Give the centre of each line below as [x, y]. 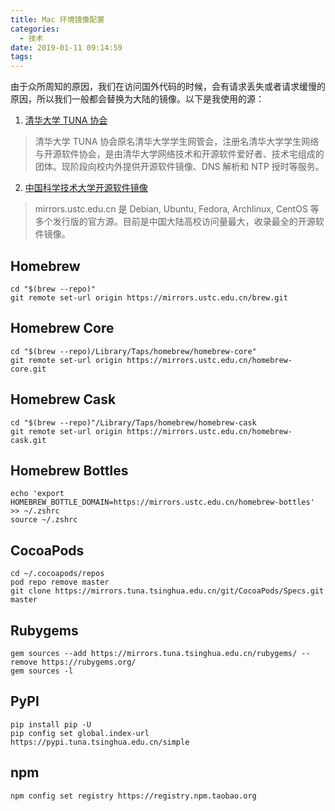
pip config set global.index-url [80, 733]
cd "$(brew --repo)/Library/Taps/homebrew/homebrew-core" [133, 351]
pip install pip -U [51, 724]
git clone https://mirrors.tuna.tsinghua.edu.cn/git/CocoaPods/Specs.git [167, 591]
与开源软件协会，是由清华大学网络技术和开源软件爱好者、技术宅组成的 [179, 154]
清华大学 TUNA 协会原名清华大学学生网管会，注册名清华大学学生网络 [177, 142]
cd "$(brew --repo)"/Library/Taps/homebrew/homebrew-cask [133, 422]
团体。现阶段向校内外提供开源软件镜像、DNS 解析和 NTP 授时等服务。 [179, 167]
